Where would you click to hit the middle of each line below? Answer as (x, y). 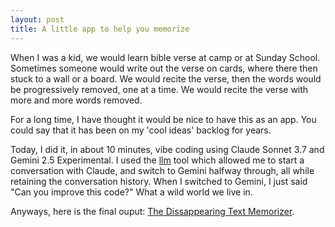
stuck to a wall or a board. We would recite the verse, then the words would (166, 78)
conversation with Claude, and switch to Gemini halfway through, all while (162, 170)
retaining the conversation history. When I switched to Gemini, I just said (159, 181)
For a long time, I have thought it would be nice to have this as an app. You (163, 119)
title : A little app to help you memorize (100, 29)
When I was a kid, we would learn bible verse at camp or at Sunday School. (165, 57)
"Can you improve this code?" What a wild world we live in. (131, 192)
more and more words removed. (76, 100)
